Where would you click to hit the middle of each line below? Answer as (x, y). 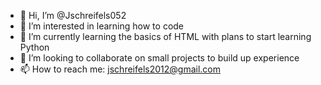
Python (34, 47)
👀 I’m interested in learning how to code (102, 26)
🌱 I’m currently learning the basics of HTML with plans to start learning (165, 36)
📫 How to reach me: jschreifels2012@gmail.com (120, 69)
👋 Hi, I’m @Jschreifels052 (73, 15)
